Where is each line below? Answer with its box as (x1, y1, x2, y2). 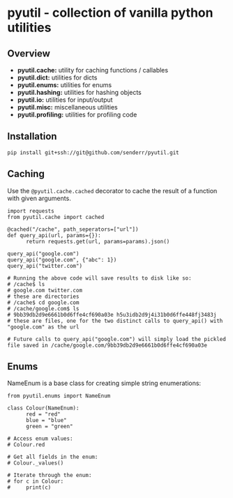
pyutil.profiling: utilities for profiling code (17, 110, 137, 119)
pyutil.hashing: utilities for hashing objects (17, 89, 142, 96)
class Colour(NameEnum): (7, 405, 80, 412)
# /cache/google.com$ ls (7, 305, 80, 312)
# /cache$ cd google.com (7, 299, 80, 306)
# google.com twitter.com (7, 287, 82, 294)
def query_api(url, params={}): (7, 232, 101, 239)
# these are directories (7, 293, 80, 300)
